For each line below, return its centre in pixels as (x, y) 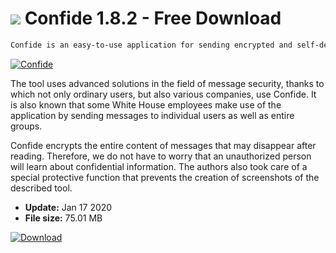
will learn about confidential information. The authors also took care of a (159, 166)
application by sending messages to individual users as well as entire (152, 115)
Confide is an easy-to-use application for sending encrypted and (151, 45)
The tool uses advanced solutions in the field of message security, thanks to (167, 83)
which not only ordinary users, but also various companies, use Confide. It (163, 94)
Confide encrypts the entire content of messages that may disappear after (163, 145)
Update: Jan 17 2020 (68, 207)
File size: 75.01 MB (63, 218)
